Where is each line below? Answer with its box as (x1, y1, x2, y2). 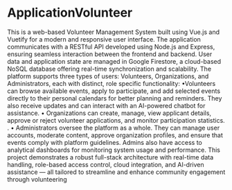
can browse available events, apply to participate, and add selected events (7, 87, 220, 95)
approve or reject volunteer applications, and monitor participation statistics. (7, 116, 225, 124)
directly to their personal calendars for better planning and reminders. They (7, 94, 222, 102)
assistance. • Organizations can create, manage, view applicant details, (7, 109, 212, 117)
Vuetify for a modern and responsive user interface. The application (7, 35, 201, 43)
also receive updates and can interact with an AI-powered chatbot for (7, 101, 206, 110)
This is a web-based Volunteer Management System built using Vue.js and (7, 28, 220, 36)
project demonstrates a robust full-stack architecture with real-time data (7, 153, 214, 161)
